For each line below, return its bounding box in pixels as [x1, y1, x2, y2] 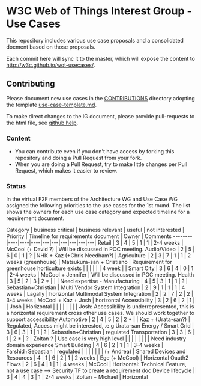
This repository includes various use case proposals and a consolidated [6, 37, 184, 44]
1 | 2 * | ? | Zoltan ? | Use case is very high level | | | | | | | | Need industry [6, 335, 187, 342]
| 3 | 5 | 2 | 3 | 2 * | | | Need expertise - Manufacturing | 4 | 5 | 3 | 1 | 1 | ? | [6, 278, 188, 285]
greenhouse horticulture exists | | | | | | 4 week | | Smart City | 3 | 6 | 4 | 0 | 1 [6, 265, 194, 272]
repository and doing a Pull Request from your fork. [14, 155, 142, 162]
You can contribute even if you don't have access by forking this [14, 148, 175, 155]
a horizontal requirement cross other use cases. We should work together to [6, 310, 195, 317]
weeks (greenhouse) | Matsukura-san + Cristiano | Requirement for [6, 259, 173, 266]
